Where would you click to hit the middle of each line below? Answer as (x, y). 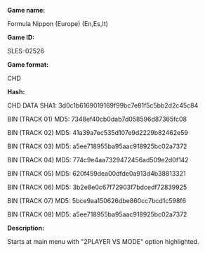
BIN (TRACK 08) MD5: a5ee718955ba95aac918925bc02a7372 (97, 214)
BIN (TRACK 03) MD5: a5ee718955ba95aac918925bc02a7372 (97, 146)
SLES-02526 (26, 51)
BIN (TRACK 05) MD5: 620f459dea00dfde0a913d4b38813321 (97, 174)
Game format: (28, 65)
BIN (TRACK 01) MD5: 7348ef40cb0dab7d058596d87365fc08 (97, 119)
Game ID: (21, 37)
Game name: (26, 10)
